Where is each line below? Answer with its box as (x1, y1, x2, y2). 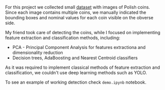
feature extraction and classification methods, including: (5, 35, 120, 41)
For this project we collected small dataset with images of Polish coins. (5, 4, 150, 10)
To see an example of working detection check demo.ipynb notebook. (5, 79, 147, 85)
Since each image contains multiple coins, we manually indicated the (5, 9, 147, 15)
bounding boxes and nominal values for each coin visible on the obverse (5, 15, 154, 20)
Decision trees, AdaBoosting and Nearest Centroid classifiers (12, 55, 138, 61)
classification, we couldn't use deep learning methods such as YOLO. (5, 70, 148, 76)
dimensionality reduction (12, 49, 63, 55)
